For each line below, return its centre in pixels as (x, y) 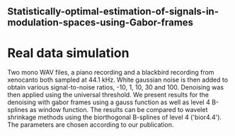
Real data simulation (68, 53)
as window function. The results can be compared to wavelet (119, 110)
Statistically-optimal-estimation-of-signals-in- (113, 12)
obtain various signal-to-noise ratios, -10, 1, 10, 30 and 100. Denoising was (116, 87)
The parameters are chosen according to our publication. (91, 125)
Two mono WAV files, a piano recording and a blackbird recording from (111, 73)
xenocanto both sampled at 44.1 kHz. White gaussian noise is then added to (118, 80)
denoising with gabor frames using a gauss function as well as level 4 (109, 102)
